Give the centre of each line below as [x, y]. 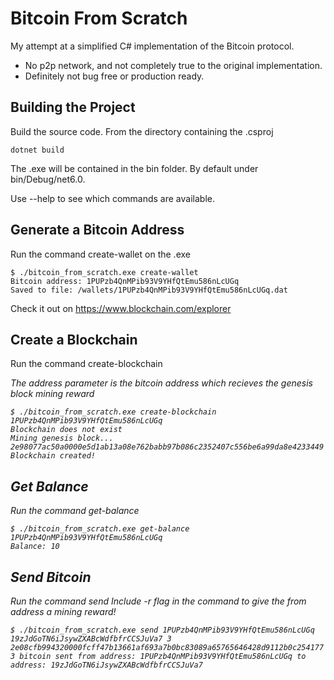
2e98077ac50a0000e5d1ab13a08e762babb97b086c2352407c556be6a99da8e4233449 [167, 447]
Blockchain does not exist [66, 430]
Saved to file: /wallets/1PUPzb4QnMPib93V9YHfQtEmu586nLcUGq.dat [149, 290]
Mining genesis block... [62, 438]
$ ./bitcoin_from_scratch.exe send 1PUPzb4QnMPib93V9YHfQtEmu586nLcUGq [162, 630]
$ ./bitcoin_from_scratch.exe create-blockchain [113, 412]
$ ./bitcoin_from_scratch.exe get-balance [100, 529]
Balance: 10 [35, 547]
